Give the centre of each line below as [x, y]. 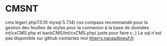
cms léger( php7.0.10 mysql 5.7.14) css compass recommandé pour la [76, 22]
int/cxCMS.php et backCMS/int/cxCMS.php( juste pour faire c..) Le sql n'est [83, 33]
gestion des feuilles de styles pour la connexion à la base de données [77, 27]
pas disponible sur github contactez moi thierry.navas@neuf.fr [70, 38]
